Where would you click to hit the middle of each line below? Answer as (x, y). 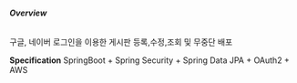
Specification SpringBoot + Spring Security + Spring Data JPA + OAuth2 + (149, 60)
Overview (28, 13)
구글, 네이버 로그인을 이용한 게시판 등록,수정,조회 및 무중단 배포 (121, 42)
